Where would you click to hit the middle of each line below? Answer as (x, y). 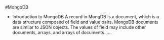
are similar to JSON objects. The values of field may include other (79, 27)
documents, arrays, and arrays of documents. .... (62, 32)
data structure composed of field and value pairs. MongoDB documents (85, 22)
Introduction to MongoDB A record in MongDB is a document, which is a (85, 17)
